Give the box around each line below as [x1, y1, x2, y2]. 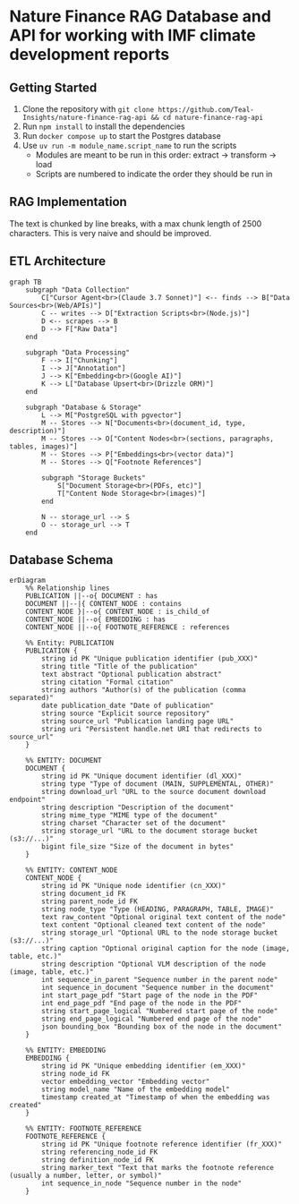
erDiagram [9, 576, 47, 585]
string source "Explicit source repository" [41, 709, 210, 718]
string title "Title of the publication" [41, 662, 199, 671]
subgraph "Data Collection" [25, 285, 130, 295]
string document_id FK [41, 889, 126, 899]
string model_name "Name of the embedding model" [41, 1085, 230, 1094]
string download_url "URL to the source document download [41, 788, 267, 797]
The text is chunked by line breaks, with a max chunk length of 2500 [9, 218, 262, 229]
